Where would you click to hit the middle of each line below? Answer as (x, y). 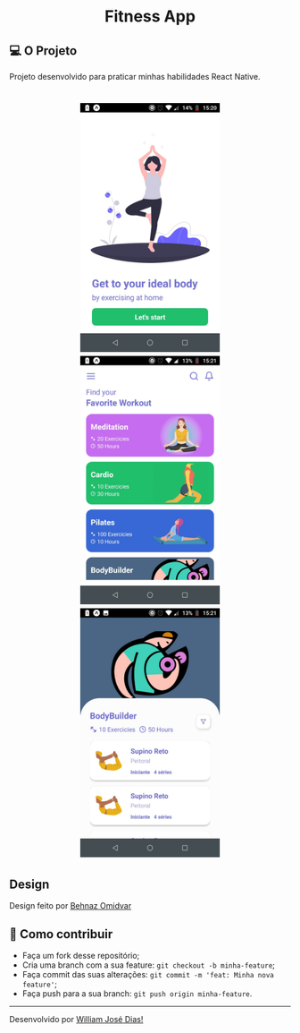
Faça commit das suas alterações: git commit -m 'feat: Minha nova (148, 975)
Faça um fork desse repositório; (81, 956)
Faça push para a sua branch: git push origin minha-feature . (137, 994)
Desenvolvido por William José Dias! (76, 1020)
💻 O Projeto (43, 51)
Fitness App (150, 17)
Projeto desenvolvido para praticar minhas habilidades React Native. (135, 77)
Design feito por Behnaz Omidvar (71, 906)
